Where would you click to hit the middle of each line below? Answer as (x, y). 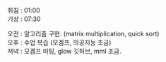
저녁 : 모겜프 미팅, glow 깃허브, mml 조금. (64, 51)
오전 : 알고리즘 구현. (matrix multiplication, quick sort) (83, 34)
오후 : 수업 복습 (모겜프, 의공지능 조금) (59, 42)
